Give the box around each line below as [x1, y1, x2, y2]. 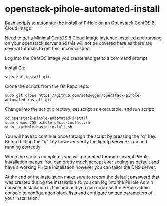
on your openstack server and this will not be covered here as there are [5, 40, 152, 46]
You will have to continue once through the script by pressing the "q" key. [5, 133, 157, 139]
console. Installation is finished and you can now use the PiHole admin [5, 184, 150, 190]
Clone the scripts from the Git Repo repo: [5, 83, 90, 89]
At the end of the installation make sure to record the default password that [5, 174, 160, 180]
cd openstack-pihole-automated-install [5, 116, 88, 121]
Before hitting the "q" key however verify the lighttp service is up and [5, 138, 147, 144]
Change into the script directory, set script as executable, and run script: [5, 106, 155, 112]
